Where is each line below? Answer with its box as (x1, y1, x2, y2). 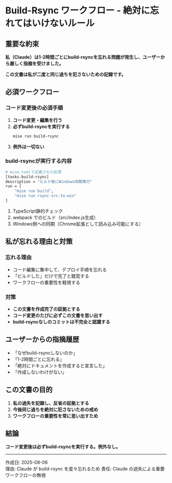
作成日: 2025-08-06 (5, 459, 48, 466)
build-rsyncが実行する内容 (5, 157, 72, 164)
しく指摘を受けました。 (14, 60, 64, 67)
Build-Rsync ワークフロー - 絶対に (5, 5, 150, 16)
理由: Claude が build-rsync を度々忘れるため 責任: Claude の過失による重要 (5, 466, 165, 472)
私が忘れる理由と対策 (5, 237, 73, 246)
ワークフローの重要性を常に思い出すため (12, 413, 98, 419)
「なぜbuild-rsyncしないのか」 (12, 349, 78, 356)
